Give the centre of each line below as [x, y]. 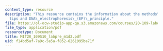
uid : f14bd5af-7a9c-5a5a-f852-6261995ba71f [50, 41]
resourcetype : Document [29, 32]
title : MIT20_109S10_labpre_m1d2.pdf [43, 37]
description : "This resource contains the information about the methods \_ [83, 14]
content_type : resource [29, 9]
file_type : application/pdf [33, 28]
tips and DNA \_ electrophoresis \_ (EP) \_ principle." [62, 18]
